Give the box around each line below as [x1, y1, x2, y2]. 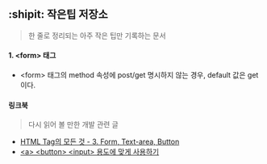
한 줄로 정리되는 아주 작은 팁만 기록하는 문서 [27, 31, 167, 40]
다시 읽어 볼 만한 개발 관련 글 [27, 120, 119, 129]
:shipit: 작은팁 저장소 [8, 7, 109, 22]
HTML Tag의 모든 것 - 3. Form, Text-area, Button [19, 137, 180, 147]
